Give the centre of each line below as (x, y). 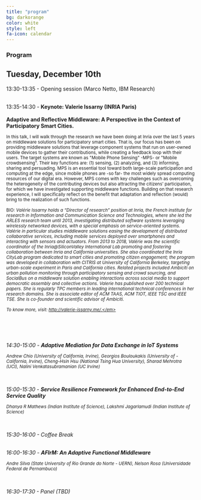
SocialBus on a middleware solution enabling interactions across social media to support (98, 278)
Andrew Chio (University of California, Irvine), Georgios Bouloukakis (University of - (92, 356)
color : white (22, 23)
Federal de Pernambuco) (32, 469)
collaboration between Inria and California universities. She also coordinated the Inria (94, 252)
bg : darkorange (25, 17)
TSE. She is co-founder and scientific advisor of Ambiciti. (65, 299)
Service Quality (26, 395)
